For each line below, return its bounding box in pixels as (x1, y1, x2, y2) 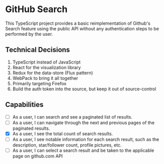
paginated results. (12, 125, 50, 131)
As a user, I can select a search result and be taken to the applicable (12, 147, 154, 153)
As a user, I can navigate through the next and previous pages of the (12, 120, 155, 126)
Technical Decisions (5, 45, 70, 54)
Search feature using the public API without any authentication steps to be (5, 25, 159, 31)
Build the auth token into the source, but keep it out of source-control (12, 86, 156, 92)
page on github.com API (12, 153, 63, 159)
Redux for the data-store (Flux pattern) (12, 70, 93, 76)
